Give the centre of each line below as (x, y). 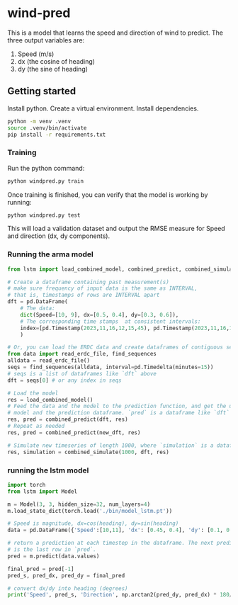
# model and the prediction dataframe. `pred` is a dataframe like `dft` (119, 413)
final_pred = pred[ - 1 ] (41, 569)
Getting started (42, 91)
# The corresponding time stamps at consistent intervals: (110, 321)
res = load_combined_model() (50, 400)
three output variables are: (46, 40)
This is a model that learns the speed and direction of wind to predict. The (115, 33)
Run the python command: (46, 168)
